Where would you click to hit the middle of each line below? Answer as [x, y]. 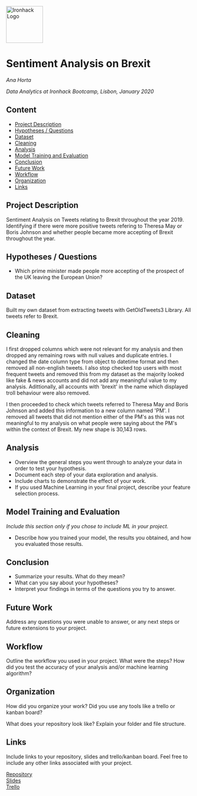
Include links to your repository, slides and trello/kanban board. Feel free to [97, 756]
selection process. [37, 493]
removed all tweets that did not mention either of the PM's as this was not [95, 417]
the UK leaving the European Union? [59, 277]
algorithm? [19, 673]
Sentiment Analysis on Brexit [79, 64]
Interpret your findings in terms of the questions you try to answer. [95, 589]
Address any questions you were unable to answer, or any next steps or [93, 622]
